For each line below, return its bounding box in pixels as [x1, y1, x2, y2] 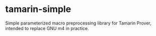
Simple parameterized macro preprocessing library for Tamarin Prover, [5, 20, 152, 26]
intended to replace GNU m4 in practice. [5, 25, 89, 31]
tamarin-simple [5, 3, 71, 15]
